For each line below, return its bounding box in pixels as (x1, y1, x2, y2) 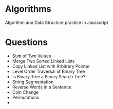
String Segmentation (12, 79, 54, 85)
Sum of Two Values (12, 53, 51, 59)
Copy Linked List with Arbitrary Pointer (12, 63, 90, 69)
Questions (5, 37, 48, 48)
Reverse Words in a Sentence (12, 84, 72, 90)
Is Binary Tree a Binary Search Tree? (12, 73, 86, 79)
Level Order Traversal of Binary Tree (12, 68, 85, 74)
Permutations (12, 94, 39, 100)
